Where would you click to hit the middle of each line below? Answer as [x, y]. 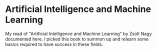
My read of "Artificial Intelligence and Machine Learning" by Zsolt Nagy [78, 33]
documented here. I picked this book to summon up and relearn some [77, 39]
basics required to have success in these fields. [54, 44]
